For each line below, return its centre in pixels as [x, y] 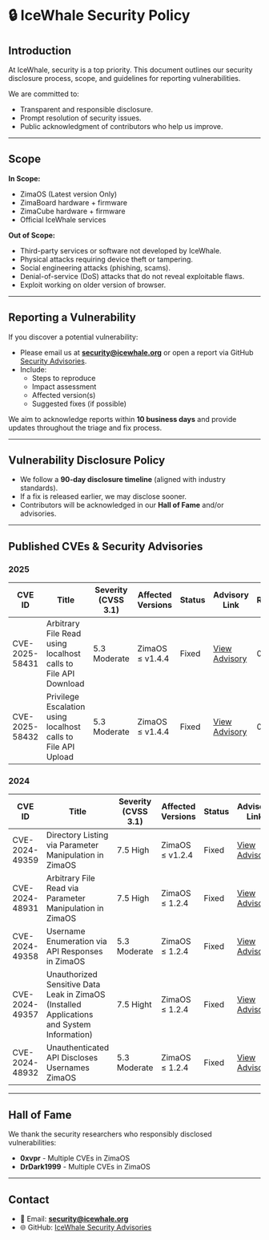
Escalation [66, 707]
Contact [29, 1199]
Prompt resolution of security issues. [80, 118]
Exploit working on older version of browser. [93, 285]
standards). [39, 488]
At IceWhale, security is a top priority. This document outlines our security [130, 70]
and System [68, 1025]
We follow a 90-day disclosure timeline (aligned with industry [122, 480]
